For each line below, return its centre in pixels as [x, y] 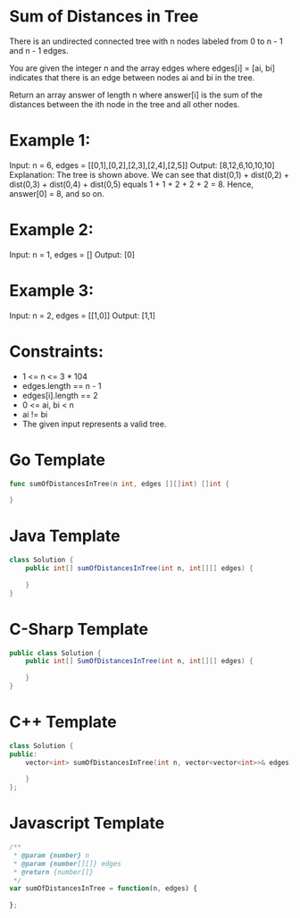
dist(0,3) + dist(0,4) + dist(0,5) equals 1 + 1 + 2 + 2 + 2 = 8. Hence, [132, 184]
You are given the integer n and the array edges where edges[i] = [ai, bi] [142, 68]
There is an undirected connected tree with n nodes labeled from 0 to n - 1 [146, 41]
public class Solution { [55, 653]
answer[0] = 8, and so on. [57, 193]
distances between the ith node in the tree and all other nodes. [125, 104]
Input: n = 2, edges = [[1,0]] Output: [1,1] [83, 316]
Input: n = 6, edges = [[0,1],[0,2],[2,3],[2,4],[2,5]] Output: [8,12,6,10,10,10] [142, 165]
